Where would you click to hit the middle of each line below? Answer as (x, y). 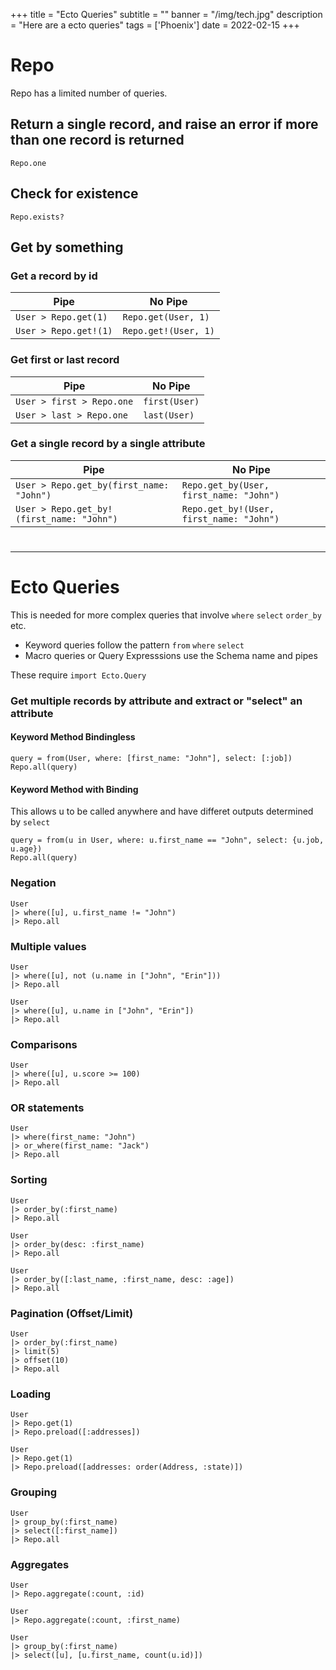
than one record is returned (97, 140)
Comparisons (44, 1044)
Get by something (67, 247)
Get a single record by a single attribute (108, 444)
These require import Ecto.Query (78, 675)
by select (30, 822)
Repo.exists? (37, 217)
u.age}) (26, 849)
